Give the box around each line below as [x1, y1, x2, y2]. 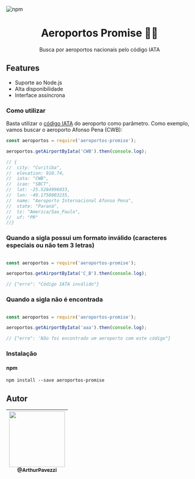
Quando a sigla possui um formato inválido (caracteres [6, 234, 167, 242]
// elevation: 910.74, [6, 170, 65, 176]
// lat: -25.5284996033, [6, 187, 70, 193]
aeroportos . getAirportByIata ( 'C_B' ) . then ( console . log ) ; [6, 271, 147, 277]
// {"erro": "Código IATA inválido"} [6, 281, 100, 287]
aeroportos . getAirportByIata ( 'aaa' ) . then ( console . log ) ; [6, 325, 147, 331]
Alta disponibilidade [14, 85, 63, 92]
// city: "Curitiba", [6, 164, 62, 170]
